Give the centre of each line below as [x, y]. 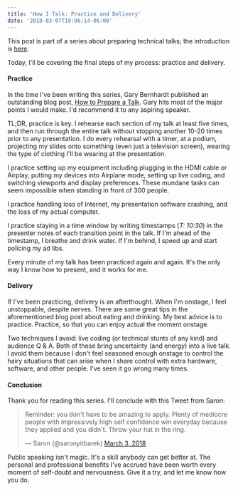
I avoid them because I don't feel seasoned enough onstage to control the [115, 353]
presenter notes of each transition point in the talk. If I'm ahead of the [109, 233]
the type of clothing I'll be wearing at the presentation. [87, 153]
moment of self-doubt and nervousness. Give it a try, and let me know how [117, 472]
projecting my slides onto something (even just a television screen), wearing [119, 146]
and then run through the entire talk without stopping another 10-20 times [115, 131]
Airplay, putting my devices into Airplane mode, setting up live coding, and [116, 175]
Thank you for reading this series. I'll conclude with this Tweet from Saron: [116, 400]
